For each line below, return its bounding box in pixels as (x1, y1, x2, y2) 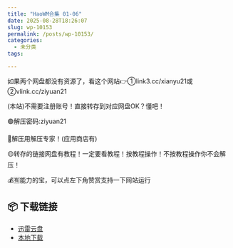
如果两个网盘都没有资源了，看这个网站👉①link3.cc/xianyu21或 (7, 76, 194, 86)
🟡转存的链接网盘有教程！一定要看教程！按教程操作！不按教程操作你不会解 (7, 149, 226, 157)
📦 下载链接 (7, 201, 58, 213)
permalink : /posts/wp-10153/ (7, 30, 94, 38)
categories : (7, 37, 43, 44)
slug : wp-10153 (7, 24, 53, 31)
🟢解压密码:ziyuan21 (7, 117, 66, 125)
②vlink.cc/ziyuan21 (7, 87, 67, 95)
